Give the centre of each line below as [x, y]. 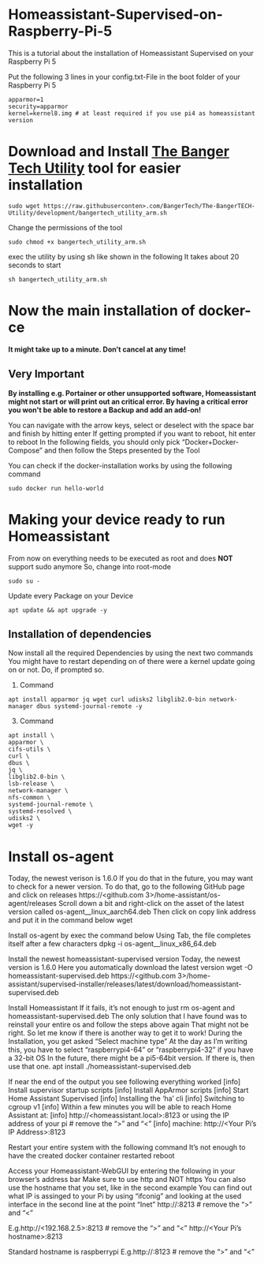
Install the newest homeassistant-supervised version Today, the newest [125, 959]
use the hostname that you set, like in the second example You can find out [130, 1188]
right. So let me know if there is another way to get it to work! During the [125, 1033]
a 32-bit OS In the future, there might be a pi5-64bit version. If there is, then [132, 1058]
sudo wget [24, 206]
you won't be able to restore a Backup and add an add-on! [105, 410]
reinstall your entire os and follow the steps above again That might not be [129, 1025]
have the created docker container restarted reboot [91, 1156]
